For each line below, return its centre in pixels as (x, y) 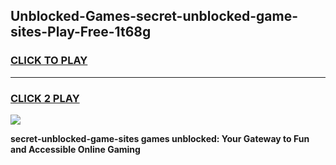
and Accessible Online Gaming (75, 149)
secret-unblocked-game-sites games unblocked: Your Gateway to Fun (160, 138)
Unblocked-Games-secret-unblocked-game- (154, 16)
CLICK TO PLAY (49, 61)
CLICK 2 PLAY (45, 98)
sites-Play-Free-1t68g (81, 32)
